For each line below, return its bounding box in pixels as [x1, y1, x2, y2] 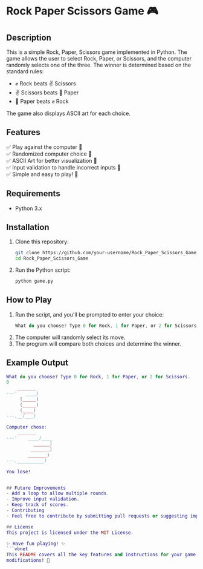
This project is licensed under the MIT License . [6, 530, 134, 536]
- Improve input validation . [6, 496, 80, 502]
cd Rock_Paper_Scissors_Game [14, 255, 89, 261]
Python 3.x [14, 205, 42, 212]
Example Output [6, 358, 68, 368]
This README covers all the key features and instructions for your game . [6, 551, 199, 558]
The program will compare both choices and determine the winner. [14, 340, 181, 347]
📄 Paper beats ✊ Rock [14, 97, 69, 105]
